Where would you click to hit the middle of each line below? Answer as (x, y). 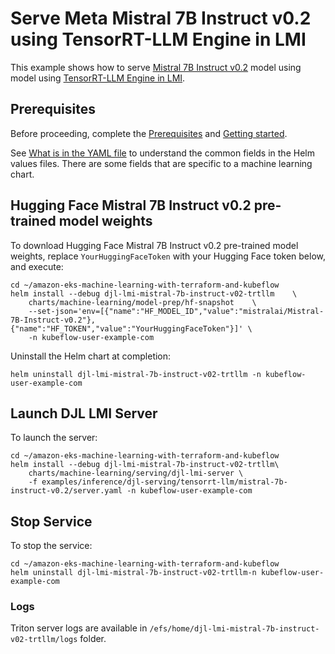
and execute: (37, 266)
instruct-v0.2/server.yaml (66, 491)
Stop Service (51, 521)
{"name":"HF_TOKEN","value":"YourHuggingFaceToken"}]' (127, 328)
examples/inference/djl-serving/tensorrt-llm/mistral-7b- (164, 482)
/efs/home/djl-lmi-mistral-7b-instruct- (234, 629)
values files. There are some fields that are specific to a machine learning (161, 163)
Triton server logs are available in (79, 628)
